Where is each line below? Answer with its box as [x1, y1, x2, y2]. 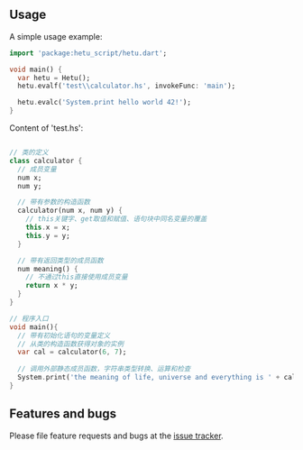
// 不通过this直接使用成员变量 [25, 272, 128, 282]
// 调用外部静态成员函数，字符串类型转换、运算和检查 [17, 364, 191, 373]
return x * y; [25, 281, 78, 290]
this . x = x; [25, 223, 70, 233]
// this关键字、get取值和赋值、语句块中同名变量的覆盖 [25, 215, 207, 224]
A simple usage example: [9, 31, 103, 41]
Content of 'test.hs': [9, 123, 84, 133]
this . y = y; [25, 231, 70, 240]
